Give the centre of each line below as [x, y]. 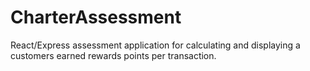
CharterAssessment [96, 17]
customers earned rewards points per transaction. [113, 55]
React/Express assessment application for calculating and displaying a [155, 45]
